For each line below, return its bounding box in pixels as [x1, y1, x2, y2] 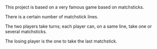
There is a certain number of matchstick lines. [5, 14, 99, 19]
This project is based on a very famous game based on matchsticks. [5, 4, 144, 10]
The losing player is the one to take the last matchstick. [5, 38, 118, 44]
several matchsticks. [5, 29, 47, 34]
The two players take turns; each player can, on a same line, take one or [5, 23, 152, 29]
